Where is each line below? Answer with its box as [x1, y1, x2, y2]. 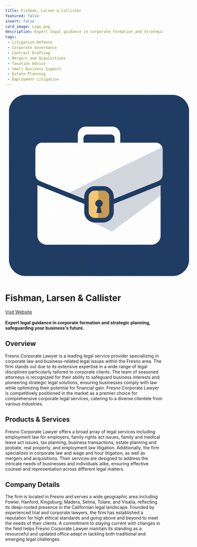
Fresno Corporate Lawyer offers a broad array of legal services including [5, 429, 155, 435]
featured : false [5, 13, 39, 19]
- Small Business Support [7, 66, 61, 71]
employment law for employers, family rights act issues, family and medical [5, 434, 160, 440]
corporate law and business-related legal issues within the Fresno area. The [5, 358, 161, 364]
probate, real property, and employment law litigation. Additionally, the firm [5, 444, 159, 451]
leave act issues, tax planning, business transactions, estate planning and [5, 439, 156, 445]
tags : [5, 35, 16, 40]
